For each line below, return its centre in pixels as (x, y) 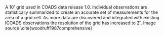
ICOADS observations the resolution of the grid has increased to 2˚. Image (81, 23)
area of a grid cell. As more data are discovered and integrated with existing (82, 18)
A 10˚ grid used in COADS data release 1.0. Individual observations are (76, 7)
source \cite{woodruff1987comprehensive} (49, 28)
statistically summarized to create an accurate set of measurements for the (82, 12)
